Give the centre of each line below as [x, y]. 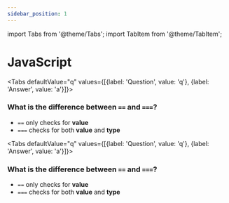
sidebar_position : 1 [37, 14]
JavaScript [40, 62]
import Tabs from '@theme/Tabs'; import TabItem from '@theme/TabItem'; [115, 34]
